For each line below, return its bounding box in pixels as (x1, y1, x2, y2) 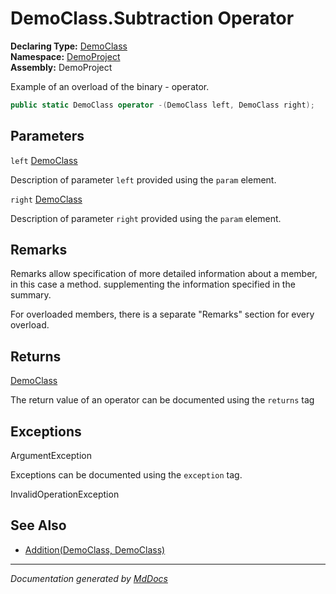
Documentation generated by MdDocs (10, 572, 168, 584)
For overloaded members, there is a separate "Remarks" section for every (10, 308, 315, 321)
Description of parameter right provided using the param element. (10, 212, 282, 224)
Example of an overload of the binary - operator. (10, 80, 210, 92)
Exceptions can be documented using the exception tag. (10, 469, 243, 481)
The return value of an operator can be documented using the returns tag (10, 394, 315, 406)
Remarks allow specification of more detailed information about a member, (10, 268, 318, 280)
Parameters (10, 128, 85, 145)
